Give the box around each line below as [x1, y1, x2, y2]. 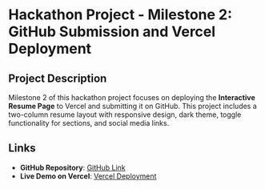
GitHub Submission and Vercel [8, 22, 216, 41]
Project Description [8, 71, 107, 85]
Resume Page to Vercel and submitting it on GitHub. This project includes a [8, 102, 258, 111]
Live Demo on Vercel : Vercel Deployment [19, 171, 157, 181]
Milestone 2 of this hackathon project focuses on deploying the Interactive [8, 93, 255, 102]
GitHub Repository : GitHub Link [19, 163, 126, 172]
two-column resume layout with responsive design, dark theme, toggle [8, 110, 242, 119]
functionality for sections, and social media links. [8, 119, 170, 127]
